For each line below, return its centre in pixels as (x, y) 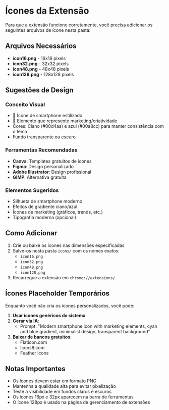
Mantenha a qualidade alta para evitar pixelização (64, 386)
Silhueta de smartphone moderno (47, 201)
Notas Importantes (35, 369)
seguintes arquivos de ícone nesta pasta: (48, 30)
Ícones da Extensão (47, 11)
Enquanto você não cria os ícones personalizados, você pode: (70, 305)
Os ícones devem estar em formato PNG (54, 381)
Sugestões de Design (40, 90)
